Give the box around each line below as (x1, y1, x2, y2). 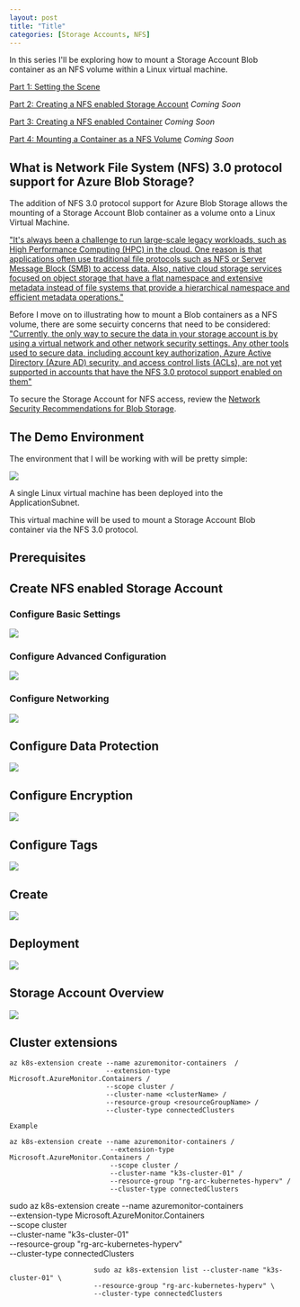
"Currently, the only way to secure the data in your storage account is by (9, 329, 278, 339)
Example (9, 1122, 39, 1131)
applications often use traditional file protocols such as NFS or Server (9, 254, 267, 265)
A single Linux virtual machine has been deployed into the (9, 488, 224, 498)
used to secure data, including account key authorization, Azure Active (9, 347, 272, 358)
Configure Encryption (9, 788, 133, 803)
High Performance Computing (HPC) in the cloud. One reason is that (9, 244, 262, 255)
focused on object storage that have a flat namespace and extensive (9, 273, 263, 284)
